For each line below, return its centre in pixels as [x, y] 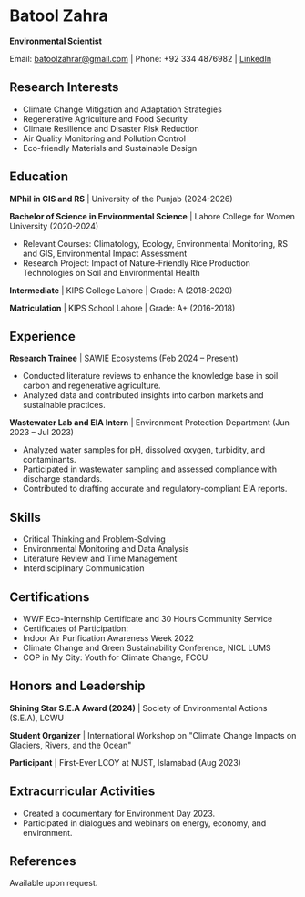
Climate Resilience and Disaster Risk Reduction [111, 128]
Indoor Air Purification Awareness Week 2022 [108, 638]
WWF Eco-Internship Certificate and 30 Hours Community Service [147, 619]
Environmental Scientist [56, 41]
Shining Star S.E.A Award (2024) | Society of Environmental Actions [138, 708]
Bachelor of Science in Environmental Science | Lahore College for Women [152, 216]
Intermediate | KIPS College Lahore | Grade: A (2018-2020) [121, 290]
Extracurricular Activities [82, 792]
